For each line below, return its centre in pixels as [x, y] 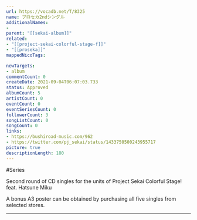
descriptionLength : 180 [35, 153]
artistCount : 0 [25, 99]
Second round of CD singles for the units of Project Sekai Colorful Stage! [94, 181]
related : [17, 39]
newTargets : [21, 66]
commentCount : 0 [26, 77]
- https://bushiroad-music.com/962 [50, 137]
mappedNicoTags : [26, 55]
